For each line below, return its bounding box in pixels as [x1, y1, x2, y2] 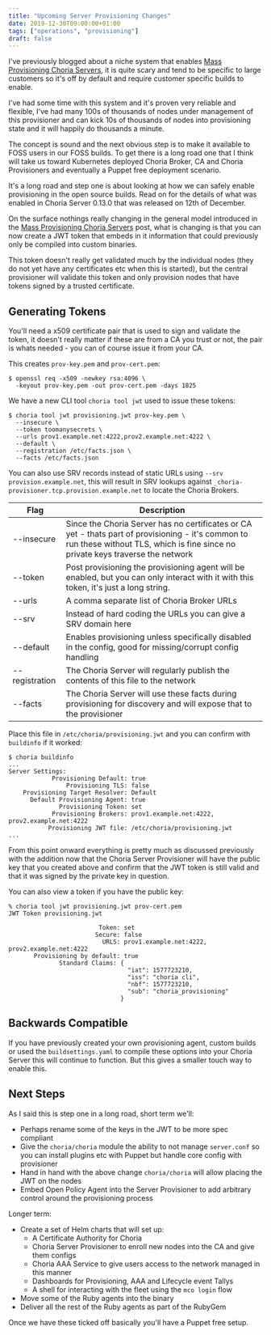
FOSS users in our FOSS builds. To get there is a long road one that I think [8, 148, 254, 158]
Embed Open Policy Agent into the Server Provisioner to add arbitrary [19, 1185, 252, 1194]
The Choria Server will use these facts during [65, 689, 237, 700]
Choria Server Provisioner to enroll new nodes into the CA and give [31, 1241, 255, 1251]
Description [139, 505, 186, 516]
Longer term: [8, 1209, 52, 1218]
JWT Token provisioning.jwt [8, 909, 103, 918]
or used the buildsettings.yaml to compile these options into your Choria [8, 1046, 252, 1056]
